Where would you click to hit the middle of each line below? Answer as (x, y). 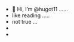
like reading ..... (31, 15)
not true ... (24, 22)
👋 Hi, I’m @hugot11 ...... (40, 9)
